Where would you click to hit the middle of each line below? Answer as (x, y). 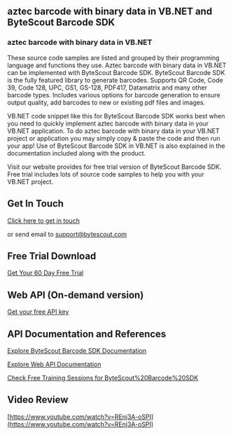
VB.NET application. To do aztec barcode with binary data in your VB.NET (114, 131)
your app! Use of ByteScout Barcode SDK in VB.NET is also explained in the (116, 146)
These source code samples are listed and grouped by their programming (113, 57)
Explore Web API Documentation (54, 364)
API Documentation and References (87, 334)
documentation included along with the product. (77, 153)
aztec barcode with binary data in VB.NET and (110, 12)
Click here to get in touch (44, 221)
